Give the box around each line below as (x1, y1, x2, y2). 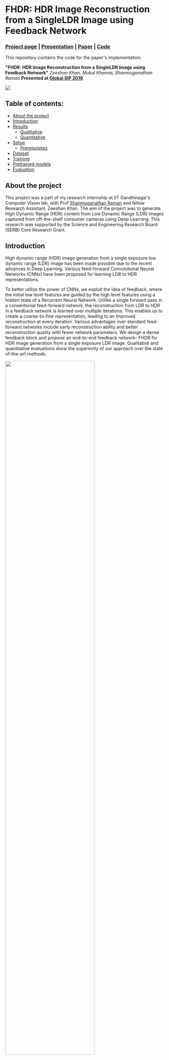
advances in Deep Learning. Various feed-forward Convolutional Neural (5, 266, 154, 272)
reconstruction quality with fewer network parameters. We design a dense (5, 329, 160, 335)
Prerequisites (20, 145, 48, 151)
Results (12, 123, 28, 130)
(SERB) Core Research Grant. (5, 227, 66, 233)
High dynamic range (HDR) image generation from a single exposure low (5, 255, 156, 261)
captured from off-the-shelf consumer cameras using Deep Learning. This (5, 216, 160, 222)
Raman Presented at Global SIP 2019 (5, 75, 83, 81)
